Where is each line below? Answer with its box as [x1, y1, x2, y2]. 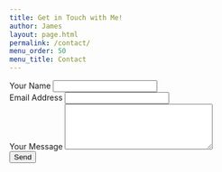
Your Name [9, 80, 51, 91]
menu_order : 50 [9, 47, 67, 56]
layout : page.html [9, 30, 79, 39]
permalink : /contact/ [9, 38, 91, 48]
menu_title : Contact [9, 55, 88, 64]
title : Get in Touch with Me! [9, 13, 124, 23]
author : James [9, 22, 63, 31]
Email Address [9, 92, 63, 103]
